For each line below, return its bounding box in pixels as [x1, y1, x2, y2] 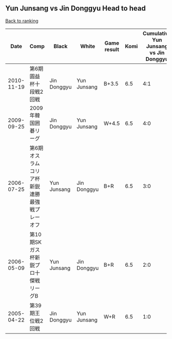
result [104, 46, 119, 53]
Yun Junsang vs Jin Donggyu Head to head [5, 4, 146, 13]
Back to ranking [5, 17, 38, 24]
